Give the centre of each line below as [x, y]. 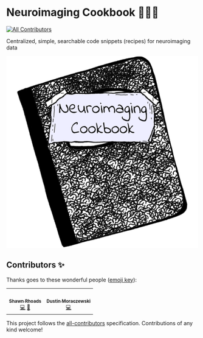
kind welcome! [25, 329]
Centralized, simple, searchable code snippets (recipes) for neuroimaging [98, 41]
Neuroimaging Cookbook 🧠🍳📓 [83, 12]
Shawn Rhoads [25, 301]
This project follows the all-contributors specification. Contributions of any [100, 323]
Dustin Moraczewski [69, 301]
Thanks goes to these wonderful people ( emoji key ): [72, 280]
